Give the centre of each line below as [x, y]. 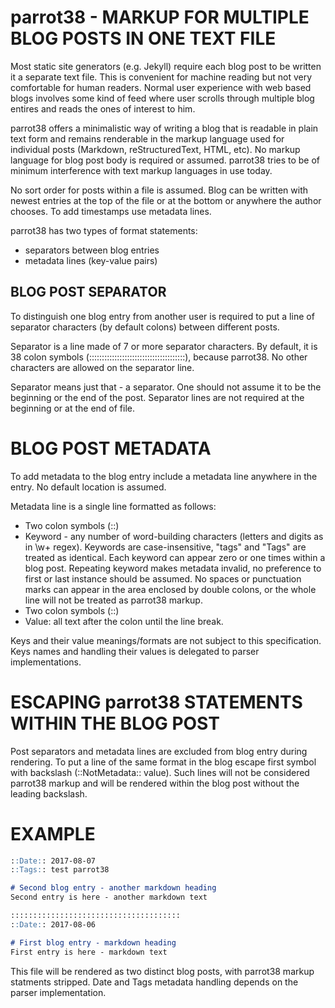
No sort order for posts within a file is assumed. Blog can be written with [159, 190]
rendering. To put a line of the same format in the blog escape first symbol [163, 762]
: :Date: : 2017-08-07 [53, 861]
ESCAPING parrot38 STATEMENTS [156, 702]
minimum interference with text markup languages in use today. [141, 170]
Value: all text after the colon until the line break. [124, 621]
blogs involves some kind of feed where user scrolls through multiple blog [162, 98]
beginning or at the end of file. [72, 408]
